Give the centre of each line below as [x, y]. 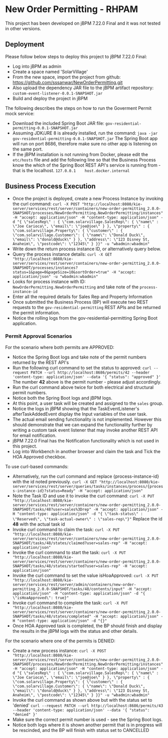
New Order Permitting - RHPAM [72, 9]
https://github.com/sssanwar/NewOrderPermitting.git [67, 82]
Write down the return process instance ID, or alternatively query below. [87, 249]
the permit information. [36, 313]
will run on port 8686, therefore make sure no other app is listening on [85, 143]
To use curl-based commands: [37, 466]
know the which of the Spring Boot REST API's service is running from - [87, 165]
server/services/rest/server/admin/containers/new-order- [74, 584]
